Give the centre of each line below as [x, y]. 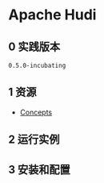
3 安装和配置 [39, 170]
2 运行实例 [34, 140]
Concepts [36, 112]
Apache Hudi [52, 15]
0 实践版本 [34, 46]
